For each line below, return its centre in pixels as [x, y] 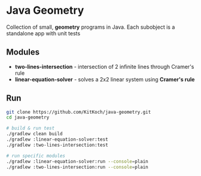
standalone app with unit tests [43, 33]
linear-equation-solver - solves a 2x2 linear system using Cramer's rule [105, 79]
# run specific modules [36, 156]
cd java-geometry [28, 117]
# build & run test [31, 128]
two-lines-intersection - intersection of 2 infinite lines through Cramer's [104, 66]
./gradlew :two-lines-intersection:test [57, 145]
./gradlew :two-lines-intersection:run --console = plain [77, 167]
